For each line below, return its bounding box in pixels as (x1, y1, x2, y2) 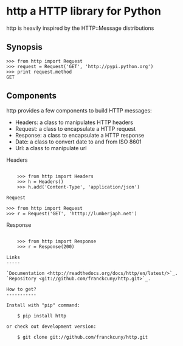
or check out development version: (6, 324, 97, 330)
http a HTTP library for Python (6, 4, 161, 18)
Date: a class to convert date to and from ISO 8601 (15, 138, 142, 145)
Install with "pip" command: (6, 302, 80, 308)
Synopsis (6, 42, 43, 52)
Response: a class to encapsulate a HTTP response (15, 131, 145, 139)
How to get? (6, 286, 36, 292)
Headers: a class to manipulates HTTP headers (15, 119, 134, 126)
